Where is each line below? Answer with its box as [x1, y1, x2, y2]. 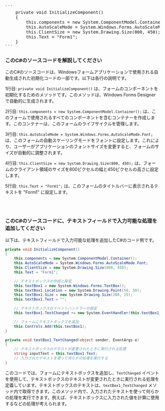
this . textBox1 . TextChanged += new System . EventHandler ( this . [14, 310, 141, 315]
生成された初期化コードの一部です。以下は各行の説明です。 [9, 75, 129, 81]
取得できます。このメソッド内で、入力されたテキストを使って [22, 388, 146, 394]
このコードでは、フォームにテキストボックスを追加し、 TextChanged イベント [5, 370, 160, 376]
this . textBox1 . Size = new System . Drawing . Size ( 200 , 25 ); [14, 292, 133, 298]
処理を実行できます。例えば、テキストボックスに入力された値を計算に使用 [9, 394, 160, 400]
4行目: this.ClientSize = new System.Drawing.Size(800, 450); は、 [5, 160, 143, 166]
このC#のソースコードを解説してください [5, 57, 102, 64]
